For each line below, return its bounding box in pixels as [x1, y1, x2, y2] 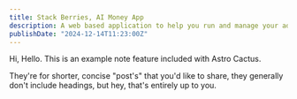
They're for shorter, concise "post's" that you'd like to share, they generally [9, 71, 284, 81]
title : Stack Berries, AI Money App [9, 12, 144, 22]
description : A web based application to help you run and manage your [9, 21, 278, 30]
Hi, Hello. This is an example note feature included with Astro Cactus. [9, 54, 262, 65]
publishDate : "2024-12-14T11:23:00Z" [9, 29, 148, 38]
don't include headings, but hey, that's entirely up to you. [9, 80, 217, 91]
